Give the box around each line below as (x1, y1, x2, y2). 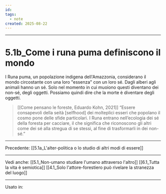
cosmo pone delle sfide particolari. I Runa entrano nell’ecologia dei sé (17, 115, 159, 121)
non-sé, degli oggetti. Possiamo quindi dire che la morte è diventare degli (5, 90, 155, 96)
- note (9, 16, 23, 21)
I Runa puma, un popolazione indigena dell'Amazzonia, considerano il (5, 74, 147, 80)
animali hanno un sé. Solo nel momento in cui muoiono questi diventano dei (5, 85, 159, 91)
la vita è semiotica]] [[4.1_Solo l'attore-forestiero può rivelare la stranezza (5, 164, 154, 171)
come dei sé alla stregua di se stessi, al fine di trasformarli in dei (17, 126, 148, 132)
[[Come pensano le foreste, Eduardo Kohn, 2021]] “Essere (17, 104, 135, 110)
